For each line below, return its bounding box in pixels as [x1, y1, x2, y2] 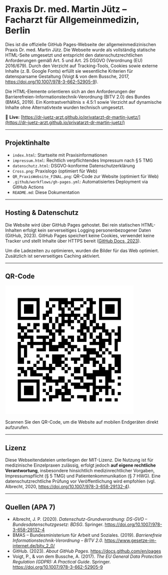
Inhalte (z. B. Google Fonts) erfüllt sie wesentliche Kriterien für [5, 68, 133, 74]
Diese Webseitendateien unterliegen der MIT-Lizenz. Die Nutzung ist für [5, 457, 153, 463]
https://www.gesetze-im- [104, 537, 156, 543]
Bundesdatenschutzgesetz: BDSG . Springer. [12, 521, 104, 527]
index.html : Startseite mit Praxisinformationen [12, 152, 107, 158]
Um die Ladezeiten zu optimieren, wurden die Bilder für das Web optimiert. [5, 247, 159, 254]
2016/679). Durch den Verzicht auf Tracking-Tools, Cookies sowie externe [5, 63, 158, 69]
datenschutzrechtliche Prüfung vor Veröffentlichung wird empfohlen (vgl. [5, 478, 156, 484]
